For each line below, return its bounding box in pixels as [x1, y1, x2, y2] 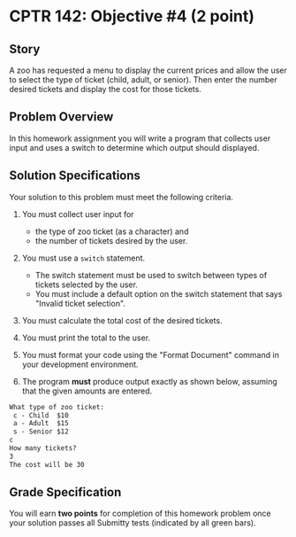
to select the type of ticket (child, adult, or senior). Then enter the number [9, 74, 277, 85]
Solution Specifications [9, 168, 141, 183]
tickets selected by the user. [34, 279, 139, 290]
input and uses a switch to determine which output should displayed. [9, 142, 260, 152]
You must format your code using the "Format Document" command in [21, 349, 280, 360]
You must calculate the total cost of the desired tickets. [21, 315, 223, 325]
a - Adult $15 [12, 419, 69, 428]
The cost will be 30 [9, 460, 86, 469]
